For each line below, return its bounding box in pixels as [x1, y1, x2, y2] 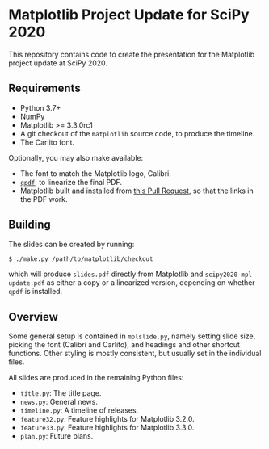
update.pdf [8, 279, 45, 287]
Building [8, 218, 51, 232]
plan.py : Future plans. [19, 431, 94, 441]
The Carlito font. [19, 137, 75, 147]
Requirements [8, 82, 81, 95]
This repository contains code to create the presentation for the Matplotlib [8, 49, 255, 59]
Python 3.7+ [19, 103, 61, 112]
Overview [8, 309, 59, 324]
